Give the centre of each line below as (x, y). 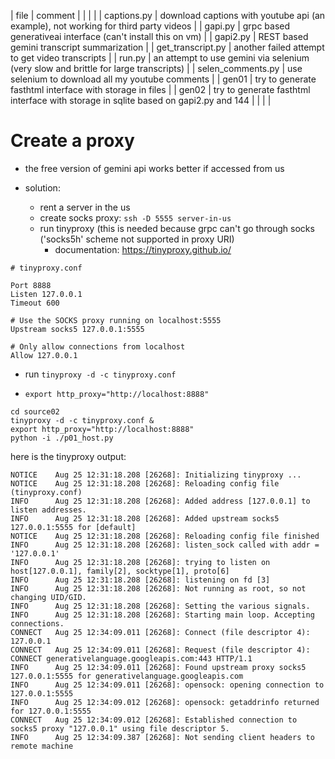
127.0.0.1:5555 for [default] (73, 527)
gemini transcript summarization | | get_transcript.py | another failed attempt (167, 47)
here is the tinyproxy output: (68, 456)
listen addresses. (48, 510)
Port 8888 (31, 285)
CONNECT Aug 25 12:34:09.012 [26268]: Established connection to (154, 720)
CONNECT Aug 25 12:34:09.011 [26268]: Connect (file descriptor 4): (160, 632)
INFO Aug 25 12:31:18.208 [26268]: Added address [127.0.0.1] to (160, 501)
